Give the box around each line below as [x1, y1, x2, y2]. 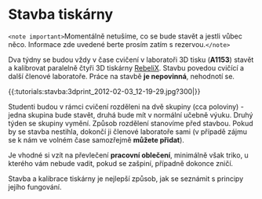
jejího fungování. [8, 182, 62, 191]
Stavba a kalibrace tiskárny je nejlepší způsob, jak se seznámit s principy [8, 174, 244, 183]
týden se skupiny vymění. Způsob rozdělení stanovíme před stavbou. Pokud [8, 118, 253, 128]
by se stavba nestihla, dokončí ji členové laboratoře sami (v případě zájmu [8, 127, 247, 136]
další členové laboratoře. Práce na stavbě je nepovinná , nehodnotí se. [8, 71, 235, 81]
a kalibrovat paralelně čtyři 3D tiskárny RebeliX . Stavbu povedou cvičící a [8, 63, 245, 72]
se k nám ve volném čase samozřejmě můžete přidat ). [8, 135, 184, 144]
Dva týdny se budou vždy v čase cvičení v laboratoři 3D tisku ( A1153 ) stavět [8, 55, 254, 64]
